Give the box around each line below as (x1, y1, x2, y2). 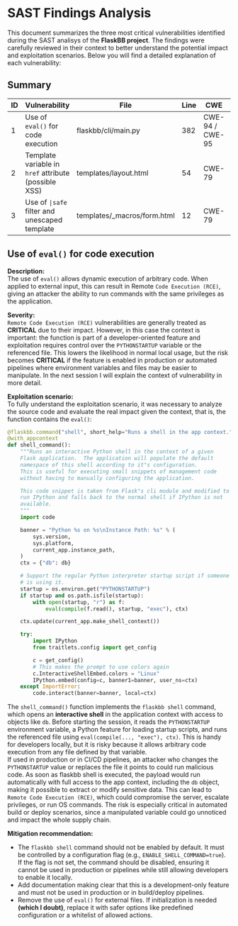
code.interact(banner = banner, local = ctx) (33, 690, 157, 697)
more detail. (7, 378, 42, 387)
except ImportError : (20, 683, 81, 691)
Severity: (7, 311, 35, 319)
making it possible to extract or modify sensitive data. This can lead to (7, 786, 212, 794)
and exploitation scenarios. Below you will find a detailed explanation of (7, 51, 216, 60)
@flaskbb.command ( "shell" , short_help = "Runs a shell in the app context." (7, 428, 233, 435)
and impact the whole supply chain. (7, 815, 111, 824)
